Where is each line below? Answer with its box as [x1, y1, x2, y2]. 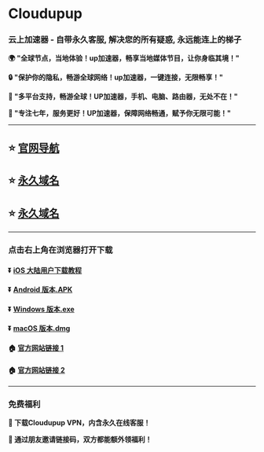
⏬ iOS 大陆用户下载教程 [8, 265, 82, 275]
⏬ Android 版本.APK [8, 285, 73, 295]
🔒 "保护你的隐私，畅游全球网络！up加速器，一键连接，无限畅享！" [8, 72, 224, 83]
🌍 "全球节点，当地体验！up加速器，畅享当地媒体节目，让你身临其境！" [8, 53, 240, 63]
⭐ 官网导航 [8, 141, 60, 154]
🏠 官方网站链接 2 [8, 365, 65, 374]
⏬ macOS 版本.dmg [8, 324, 71, 333]
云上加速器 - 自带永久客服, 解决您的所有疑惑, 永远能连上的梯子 [8, 35, 242, 46]
